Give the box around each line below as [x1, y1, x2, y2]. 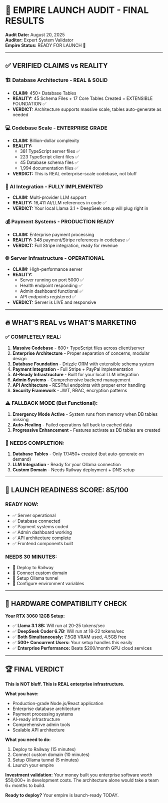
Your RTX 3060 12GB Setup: [5, 613, 65, 619]
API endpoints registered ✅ [19, 293, 76, 299]
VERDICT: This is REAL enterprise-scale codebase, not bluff [12, 170, 137, 176]
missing [12, 416, 29, 422]
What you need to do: [5, 737, 51, 743]
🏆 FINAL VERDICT [5, 665, 64, 674]
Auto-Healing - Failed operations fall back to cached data [12, 422, 132, 428]
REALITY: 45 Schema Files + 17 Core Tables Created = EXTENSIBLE [12, 95, 153, 101]
